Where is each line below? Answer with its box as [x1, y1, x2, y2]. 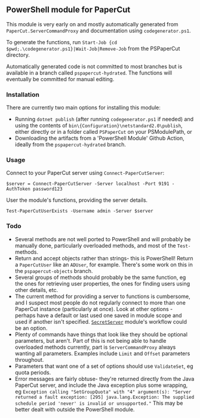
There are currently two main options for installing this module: [6, 104, 161, 111]
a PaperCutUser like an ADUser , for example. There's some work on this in [14, 261, 193, 268]
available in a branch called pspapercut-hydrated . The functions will [6, 69, 172, 76]
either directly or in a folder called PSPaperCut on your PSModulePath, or [14, 128, 192, 136]
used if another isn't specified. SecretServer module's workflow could [14, 318, 187, 325]
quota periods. [14, 368, 51, 376]
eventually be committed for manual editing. [6, 75, 115, 82]
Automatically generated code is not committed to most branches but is [6, 63, 183, 70]
